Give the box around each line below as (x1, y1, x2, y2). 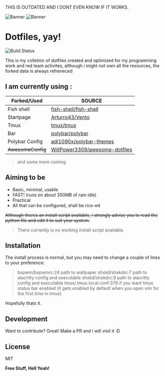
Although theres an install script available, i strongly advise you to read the (5, 212, 158, 218)
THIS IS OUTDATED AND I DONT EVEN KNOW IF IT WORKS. (5, 4, 129, 10)
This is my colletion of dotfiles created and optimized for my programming (5, 57, 157, 63)
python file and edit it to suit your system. (5, 217, 90, 223)
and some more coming (17, 159, 66, 165)
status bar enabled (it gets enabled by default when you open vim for (17, 285, 159, 291)
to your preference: (5, 260, 45, 266)
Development (5, 315, 48, 323)
